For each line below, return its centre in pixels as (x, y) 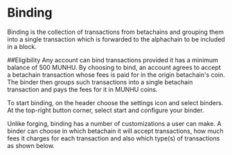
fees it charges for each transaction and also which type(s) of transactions (114, 138)
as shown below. (31, 145)
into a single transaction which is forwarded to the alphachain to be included (116, 39)
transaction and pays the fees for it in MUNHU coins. (82, 89)
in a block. (22, 46)
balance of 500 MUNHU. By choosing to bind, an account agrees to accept (114, 67)
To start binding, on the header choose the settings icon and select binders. (115, 102)
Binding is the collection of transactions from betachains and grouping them (116, 32)
